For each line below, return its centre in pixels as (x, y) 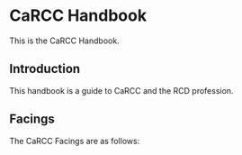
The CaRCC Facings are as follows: (75, 141)
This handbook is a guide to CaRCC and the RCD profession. (121, 90)
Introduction (45, 69)
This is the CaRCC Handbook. (64, 41)
